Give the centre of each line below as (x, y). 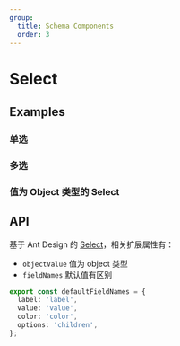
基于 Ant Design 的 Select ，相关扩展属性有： (92, 244)
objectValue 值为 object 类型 (75, 263)
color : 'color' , (47, 317)
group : (21, 18)
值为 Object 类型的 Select (64, 191)
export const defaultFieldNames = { (77, 292)
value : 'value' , (47, 308)
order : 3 (34, 34)
